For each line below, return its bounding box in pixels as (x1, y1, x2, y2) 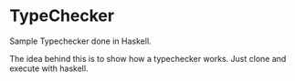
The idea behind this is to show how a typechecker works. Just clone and (9, 53, 287, 64)
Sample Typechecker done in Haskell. (9, 35, 153, 46)
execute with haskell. (9, 63, 89, 74)
